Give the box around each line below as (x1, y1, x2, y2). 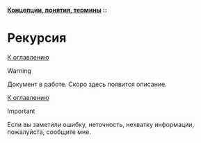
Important (7, 107, 35, 115)
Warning (7, 66, 31, 75)
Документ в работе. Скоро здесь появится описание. (7, 80, 167, 88)
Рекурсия (7, 31, 67, 46)
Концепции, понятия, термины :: (7, 6, 108, 14)
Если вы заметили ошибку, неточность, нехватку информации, (7, 120, 195, 128)
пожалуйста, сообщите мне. (7, 128, 92, 136)
